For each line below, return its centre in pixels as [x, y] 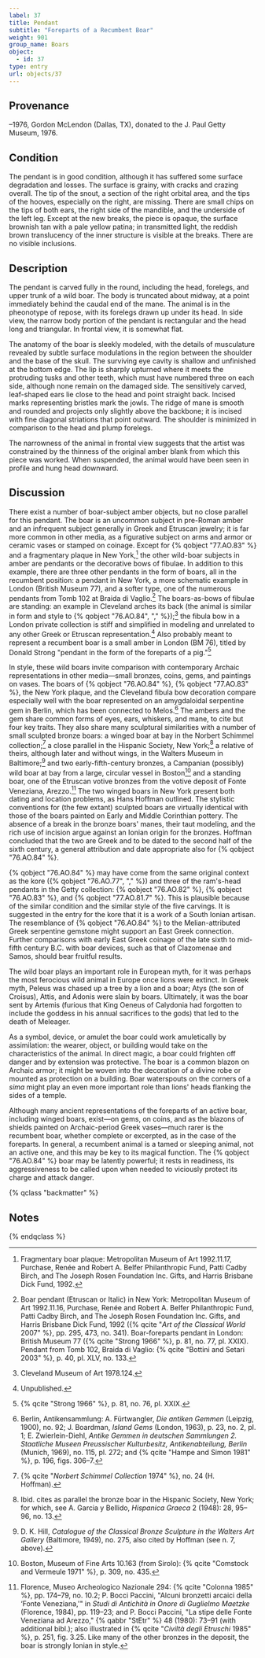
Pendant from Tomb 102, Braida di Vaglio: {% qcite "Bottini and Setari [132, 1350]
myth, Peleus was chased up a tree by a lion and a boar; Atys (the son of [127, 989]
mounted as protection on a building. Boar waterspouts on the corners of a [130, 1079]
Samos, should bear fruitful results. [66, 956]
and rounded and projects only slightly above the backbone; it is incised [125, 411]
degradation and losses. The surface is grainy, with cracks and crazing [124, 185]
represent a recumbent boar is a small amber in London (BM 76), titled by [127, 643]
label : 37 [25, 15]
